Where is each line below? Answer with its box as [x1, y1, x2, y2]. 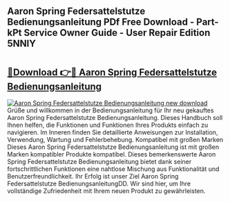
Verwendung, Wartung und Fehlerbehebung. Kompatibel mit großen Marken [7, 136, 224, 143]
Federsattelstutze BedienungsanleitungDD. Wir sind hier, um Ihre [7, 179, 191, 188]
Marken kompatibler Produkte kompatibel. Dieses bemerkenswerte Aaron [7, 150, 216, 158]
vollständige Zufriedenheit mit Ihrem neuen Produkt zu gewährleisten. [7, 187, 206, 195]
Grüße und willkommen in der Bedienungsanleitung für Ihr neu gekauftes [7, 106, 214, 114]
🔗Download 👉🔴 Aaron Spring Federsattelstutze [7, 66, 218, 78]
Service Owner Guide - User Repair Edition [23, 27, 211, 39]
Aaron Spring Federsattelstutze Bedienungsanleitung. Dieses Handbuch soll [7, 114, 223, 121]
